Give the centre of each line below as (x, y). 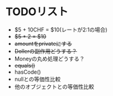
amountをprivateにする (43, 43)
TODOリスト (37, 12)
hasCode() (27, 72)
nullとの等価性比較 (37, 79)
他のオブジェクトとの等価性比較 (54, 86)
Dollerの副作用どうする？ (46, 51)
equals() (25, 65)
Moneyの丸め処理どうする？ (50, 59)
